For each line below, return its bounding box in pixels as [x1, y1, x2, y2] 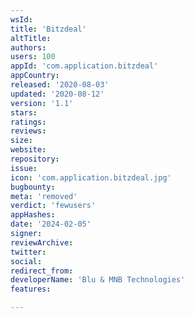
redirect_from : [10, 266, 74, 276]
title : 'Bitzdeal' [10, 24, 87, 34]
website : [10, 145, 47, 155]
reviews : [10, 126, 47, 136]
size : [10, 136, 33, 146]
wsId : [10, 14, 33, 25]
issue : [10, 163, 38, 173]
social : [10, 256, 43, 266]
